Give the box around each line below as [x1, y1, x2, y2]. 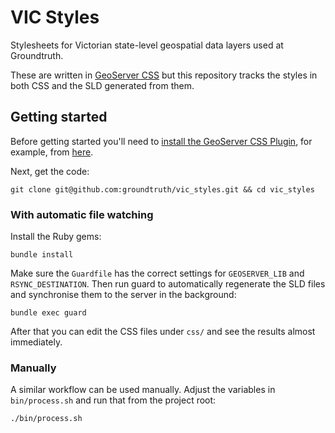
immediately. [10, 336, 63, 348]
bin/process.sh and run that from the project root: [10, 394, 217, 406]
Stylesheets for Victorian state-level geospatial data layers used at [10, 39, 284, 51]
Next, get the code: [10, 165, 90, 177]
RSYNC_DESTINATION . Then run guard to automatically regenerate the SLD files [10, 278, 326, 290]
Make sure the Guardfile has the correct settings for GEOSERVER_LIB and [10, 267, 305, 280]
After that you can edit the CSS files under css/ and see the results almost [10, 326, 316, 338]
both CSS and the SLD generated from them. [10, 79, 195, 91]
